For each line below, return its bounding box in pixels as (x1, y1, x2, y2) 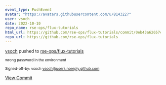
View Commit (5, 75, 33, 81)
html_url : (5, 30, 26, 35)
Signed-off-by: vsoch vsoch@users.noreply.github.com (5, 66, 100, 71)
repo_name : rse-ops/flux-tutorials (5, 26, 79, 30)
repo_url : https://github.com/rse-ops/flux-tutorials (5, 35, 119, 40)
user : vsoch (5, 16, 30, 21)
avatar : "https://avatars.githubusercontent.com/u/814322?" (5, 12, 132, 17)
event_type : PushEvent (5, 7, 52, 12)
